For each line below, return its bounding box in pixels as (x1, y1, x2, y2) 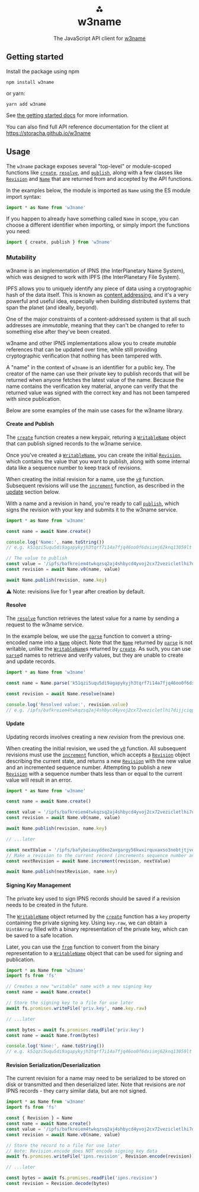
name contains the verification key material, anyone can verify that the (6, 382, 178, 390)
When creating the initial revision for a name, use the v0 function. (6, 475, 165, 482)
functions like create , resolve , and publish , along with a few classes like (6, 169, 182, 176)
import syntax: (6, 193, 41, 200)
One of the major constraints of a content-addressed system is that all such (6, 315, 191, 322)
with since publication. (6, 395, 61, 402)
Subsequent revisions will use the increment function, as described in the (6, 482, 185, 489)
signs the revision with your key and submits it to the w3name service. (6, 506, 178, 513)
